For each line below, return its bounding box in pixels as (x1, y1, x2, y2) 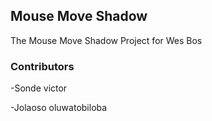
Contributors (10, 59, 75, 73)
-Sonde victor (10, 82, 68, 94)
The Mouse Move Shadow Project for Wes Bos (10, 34, 203, 46)
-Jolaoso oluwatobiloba (10, 102, 108, 114)
